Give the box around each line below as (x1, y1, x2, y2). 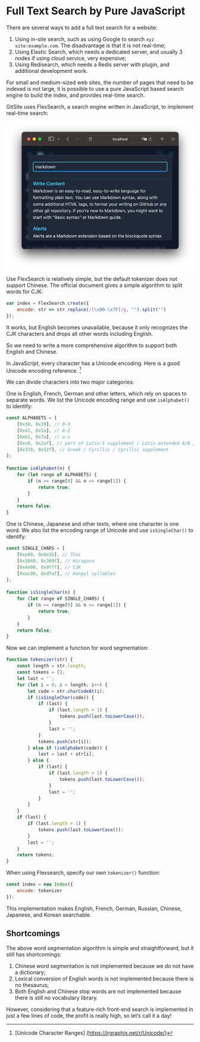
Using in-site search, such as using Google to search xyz (14, 35, 155, 42)
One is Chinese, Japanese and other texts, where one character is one (6, 520, 179, 528)
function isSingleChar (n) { (6, 590, 76, 596)
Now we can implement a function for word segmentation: (6, 644, 149, 652)
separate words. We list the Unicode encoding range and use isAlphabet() (6, 396, 190, 404)
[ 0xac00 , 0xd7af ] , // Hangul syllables (17, 571, 116, 577)
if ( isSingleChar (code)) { (27, 694, 95, 700)
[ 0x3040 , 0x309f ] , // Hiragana (17, 557, 95, 564)
